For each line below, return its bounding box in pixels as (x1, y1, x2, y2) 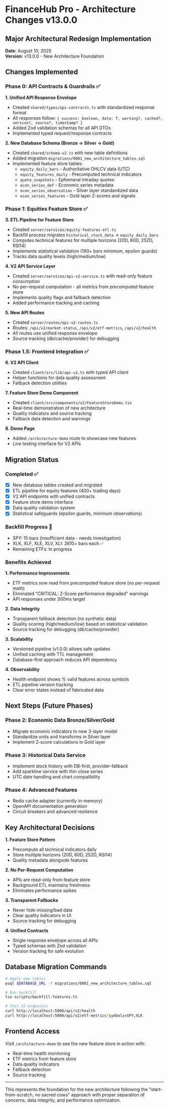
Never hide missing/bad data (12, 907, 73, 913)
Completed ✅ (5, 470, 39, 477)
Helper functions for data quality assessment (12, 375, 106, 381)
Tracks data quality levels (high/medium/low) (12, 253, 106, 259)
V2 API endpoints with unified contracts (12, 494, 95, 500)
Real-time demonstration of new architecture (12, 405, 106, 411)
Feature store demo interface (12, 499, 73, 505)
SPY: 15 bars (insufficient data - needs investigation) (12, 535, 121, 541)
